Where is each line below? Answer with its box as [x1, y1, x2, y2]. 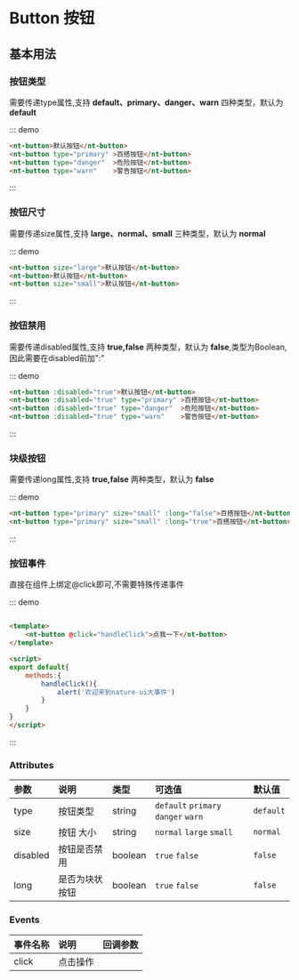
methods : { [25, 671, 62, 680]
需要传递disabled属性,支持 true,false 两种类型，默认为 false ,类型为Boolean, [9, 341, 287, 352]
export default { [9, 663, 69, 671]
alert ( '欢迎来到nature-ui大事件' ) [56, 687, 176, 696]
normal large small [154, 828, 233, 838]
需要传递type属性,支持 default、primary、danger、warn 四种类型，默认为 [9, 97, 284, 108]
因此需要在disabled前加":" [9, 352, 105, 363]
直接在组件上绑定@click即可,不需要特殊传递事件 [9, 579, 185, 590]
